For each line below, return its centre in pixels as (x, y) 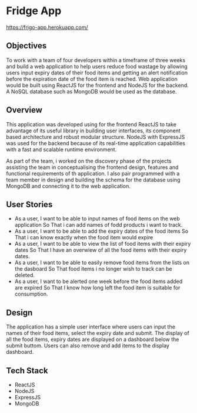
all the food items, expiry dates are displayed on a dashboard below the (93, 339)
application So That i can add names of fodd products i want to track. (98, 225)
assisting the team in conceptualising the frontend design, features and (92, 167)
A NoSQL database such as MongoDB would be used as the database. (91, 91)
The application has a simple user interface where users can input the (91, 327)
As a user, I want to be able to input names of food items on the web (97, 219)
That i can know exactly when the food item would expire (84, 238)
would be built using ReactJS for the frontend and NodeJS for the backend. (98, 85)
